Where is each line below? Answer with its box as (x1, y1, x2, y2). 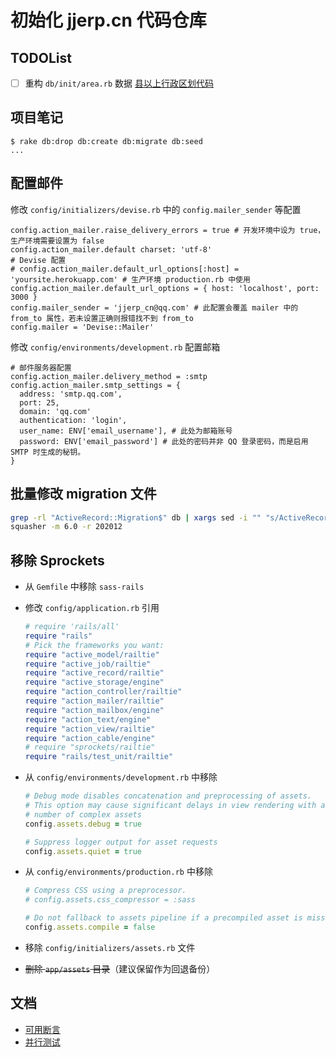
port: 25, (19, 397, 60, 408)
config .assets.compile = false (24, 922, 156, 933)
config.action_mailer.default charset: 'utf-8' (10, 244, 213, 255)
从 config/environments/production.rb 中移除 (24, 866, 213, 878)
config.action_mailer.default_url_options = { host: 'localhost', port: (10, 283, 320, 293)
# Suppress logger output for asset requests (24, 837, 218, 847)
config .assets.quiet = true (24, 846, 142, 856)
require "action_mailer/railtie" (24, 696, 165, 706)
